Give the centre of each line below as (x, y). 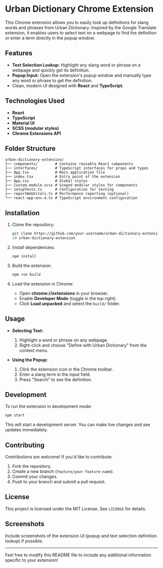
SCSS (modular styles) (35, 128)
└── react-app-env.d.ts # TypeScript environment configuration (71, 198)
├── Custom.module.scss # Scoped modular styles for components (71, 185)
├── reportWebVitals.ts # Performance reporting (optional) (67, 194)
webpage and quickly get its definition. (51, 70)
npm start (15, 415)
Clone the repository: (33, 225)
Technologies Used (35, 101)
